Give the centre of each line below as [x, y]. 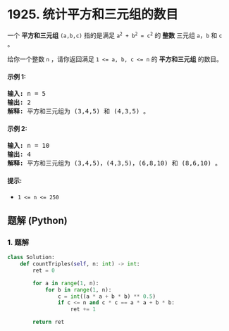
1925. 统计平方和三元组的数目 [93, 14]
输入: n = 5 [27, 94]
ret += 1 [83, 310]
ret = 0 [44, 270]
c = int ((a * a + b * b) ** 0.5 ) [107, 296]
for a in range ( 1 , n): [66, 283]
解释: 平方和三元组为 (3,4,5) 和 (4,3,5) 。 [79, 111]
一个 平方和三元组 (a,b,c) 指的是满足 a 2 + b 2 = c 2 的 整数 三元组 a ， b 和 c [115, 35]
